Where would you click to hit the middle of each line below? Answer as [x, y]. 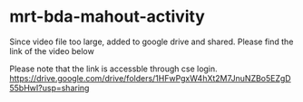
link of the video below [52, 51]
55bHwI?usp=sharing [49, 88]
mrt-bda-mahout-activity [108, 17]
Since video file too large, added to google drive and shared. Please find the [151, 42]
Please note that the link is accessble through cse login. [113, 69]
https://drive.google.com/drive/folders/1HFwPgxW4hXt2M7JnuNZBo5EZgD [151, 78]
